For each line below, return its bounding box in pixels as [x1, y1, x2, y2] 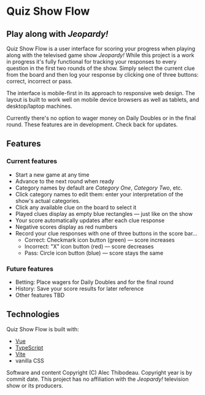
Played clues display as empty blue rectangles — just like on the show [15, 210, 193, 217]
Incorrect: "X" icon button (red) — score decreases [24, 242, 154, 250]
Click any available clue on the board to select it [15, 204, 137, 211]
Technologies [6, 309, 60, 320]
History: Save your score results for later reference [15, 285, 144, 292]
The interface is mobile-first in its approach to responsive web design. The [6, 90, 195, 96]
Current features [6, 157, 58, 166]
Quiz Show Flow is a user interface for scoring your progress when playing [6, 45, 195, 52]
